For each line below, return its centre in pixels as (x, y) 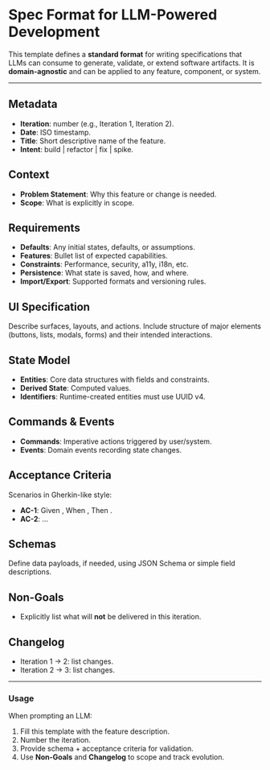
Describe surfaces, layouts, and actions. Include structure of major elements (135, 326)
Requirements (44, 228)
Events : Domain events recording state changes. (101, 449)
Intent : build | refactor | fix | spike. (77, 149)
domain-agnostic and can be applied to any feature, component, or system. (135, 71)
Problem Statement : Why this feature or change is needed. (118, 194)
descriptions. (30, 572)
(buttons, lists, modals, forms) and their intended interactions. (110, 335)
